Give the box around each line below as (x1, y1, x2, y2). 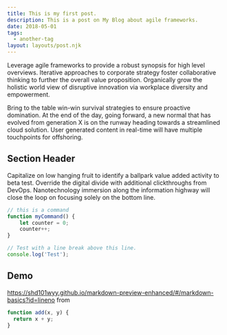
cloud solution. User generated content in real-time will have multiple (7, 125, 203, 134)
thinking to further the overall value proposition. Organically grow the (7, 76, 203, 83)
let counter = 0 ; (19, 219, 69, 226)
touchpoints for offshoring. (7, 133, 83, 141)
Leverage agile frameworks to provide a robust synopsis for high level (7, 61, 205, 69)
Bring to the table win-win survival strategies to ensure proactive (7, 104, 191, 112)
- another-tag (13, 36, 54, 43)
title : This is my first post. (7, 10, 97, 17)
